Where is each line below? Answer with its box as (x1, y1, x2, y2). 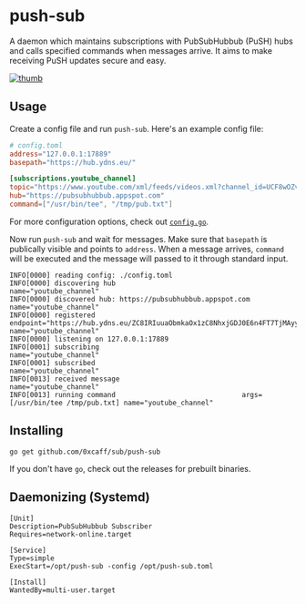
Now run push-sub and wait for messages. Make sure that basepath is (9, 233, 268, 244)
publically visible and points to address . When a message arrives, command (9, 243, 285, 254)
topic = (9, 183, 35, 192)
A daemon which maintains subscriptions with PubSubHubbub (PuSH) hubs (9, 36, 293, 46)
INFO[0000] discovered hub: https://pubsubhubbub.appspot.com (9, 294, 250, 303)
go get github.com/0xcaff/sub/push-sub (9, 447, 161, 456)
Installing (9, 423, 64, 438)
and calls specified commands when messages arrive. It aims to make (9, 45, 273, 56)
